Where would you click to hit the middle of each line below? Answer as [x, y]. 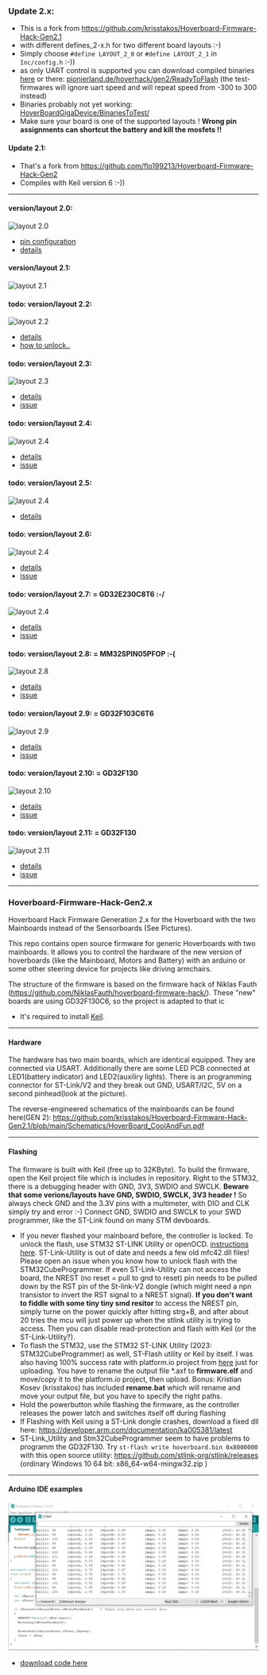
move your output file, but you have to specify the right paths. [121, 1396]
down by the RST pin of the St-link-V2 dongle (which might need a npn [135, 1286]
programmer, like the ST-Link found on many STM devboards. [109, 1220]
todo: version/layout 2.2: [50, 304]
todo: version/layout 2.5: [50, 483]
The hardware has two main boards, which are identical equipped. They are [132, 1060]
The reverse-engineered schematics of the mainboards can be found [121, 1109]
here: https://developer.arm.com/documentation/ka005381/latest [126, 1429]
